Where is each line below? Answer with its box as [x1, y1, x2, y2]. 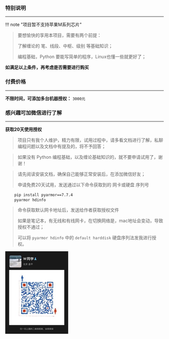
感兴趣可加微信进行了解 [5, 109, 62, 116]
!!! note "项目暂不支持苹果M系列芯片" [5, 22, 82, 28]
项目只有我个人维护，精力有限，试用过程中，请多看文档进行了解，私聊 [17, 137, 163, 143]
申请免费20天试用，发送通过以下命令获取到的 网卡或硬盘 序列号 [17, 181, 149, 187]
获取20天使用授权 [5, 126, 42, 132]
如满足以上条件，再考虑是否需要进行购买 [5, 64, 89, 71]
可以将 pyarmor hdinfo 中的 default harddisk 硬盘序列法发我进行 [17, 234, 152, 240]
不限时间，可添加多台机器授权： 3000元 [5, 95, 86, 101]
